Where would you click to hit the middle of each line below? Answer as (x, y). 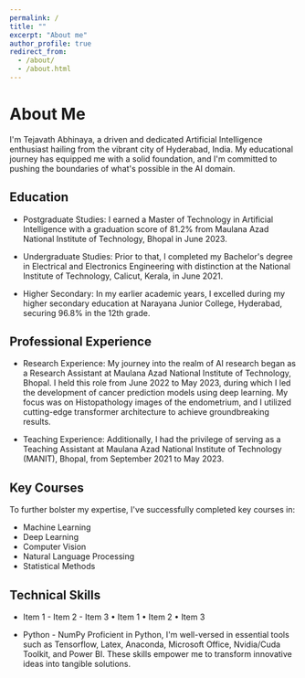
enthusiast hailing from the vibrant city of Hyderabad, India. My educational (152, 149)
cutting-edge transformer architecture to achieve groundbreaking (146, 412)
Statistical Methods (59, 567)
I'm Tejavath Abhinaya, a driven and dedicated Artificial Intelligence (136, 139)
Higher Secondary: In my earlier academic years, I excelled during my (154, 293)
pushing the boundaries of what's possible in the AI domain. (122, 168)
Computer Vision (54, 547)
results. (37, 422)
